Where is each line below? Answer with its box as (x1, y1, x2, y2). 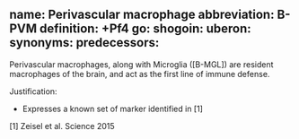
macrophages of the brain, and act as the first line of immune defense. (9, 68, 270, 79)
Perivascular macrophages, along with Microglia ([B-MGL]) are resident (9, 58, 274, 70)
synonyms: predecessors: (9, 35, 160, 50)
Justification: (9, 85, 57, 97)
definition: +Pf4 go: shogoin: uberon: (39, 22, 251, 37)
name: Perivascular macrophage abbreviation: (9, 7, 275, 22)
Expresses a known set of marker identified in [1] (22, 103, 204, 114)
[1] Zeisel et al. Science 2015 (9, 120, 115, 131)
